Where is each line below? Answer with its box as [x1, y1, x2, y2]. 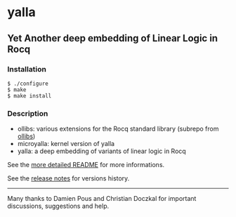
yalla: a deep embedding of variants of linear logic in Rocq [17, 147, 186, 155]
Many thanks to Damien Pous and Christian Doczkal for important [7, 195, 197, 203]
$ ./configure [7, 80, 49, 87]
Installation [7, 64, 47, 74]
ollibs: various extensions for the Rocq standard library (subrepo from [17, 124, 219, 133]
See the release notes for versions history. [7, 174, 130, 183]
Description [7, 108, 48, 118]
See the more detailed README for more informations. [7, 161, 165, 169]
